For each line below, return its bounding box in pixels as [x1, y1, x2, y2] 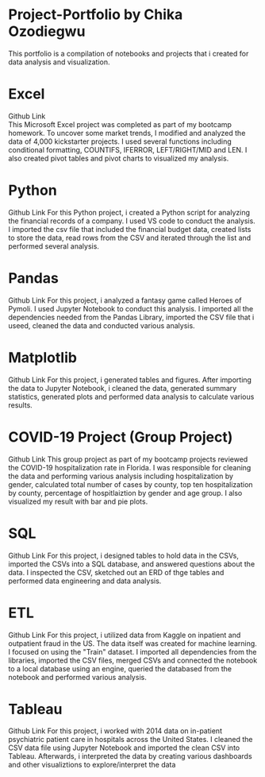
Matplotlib [8, 348, 78, 366]
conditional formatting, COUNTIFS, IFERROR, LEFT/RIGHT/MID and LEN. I [8, 145, 248, 154]
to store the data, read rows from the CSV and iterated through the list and [8, 233, 252, 242]
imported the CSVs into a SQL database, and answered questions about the [8, 559, 255, 569]
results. [8, 400, 33, 410]
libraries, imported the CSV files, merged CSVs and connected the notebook [8, 655, 258, 665]
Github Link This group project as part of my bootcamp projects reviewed [8, 454, 248, 464]
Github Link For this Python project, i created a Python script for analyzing [8, 207, 251, 217]
